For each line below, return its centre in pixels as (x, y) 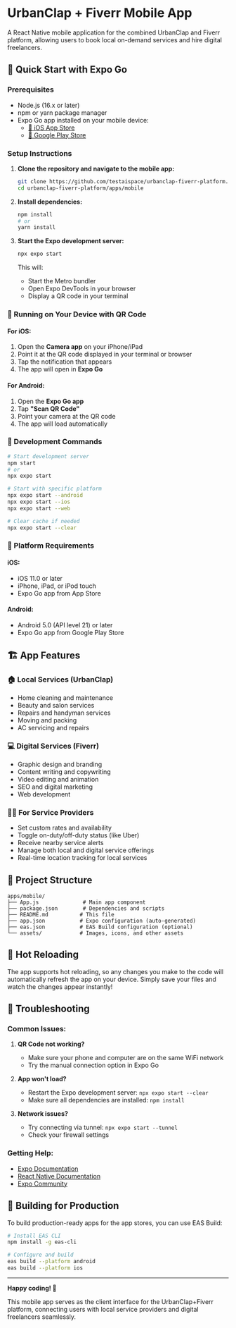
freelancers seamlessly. (41, 1317)
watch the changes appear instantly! (60, 986)
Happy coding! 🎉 (32, 1288)
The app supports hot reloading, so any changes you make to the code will (115, 971)
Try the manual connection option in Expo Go (93, 1065)
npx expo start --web (39, 508)
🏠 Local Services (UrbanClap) (60, 680)
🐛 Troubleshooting (48, 1009)
